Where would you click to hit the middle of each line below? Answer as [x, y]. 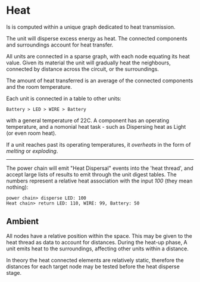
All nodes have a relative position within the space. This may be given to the [99, 235]
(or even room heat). [31, 133]
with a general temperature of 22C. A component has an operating [88, 120]
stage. [14, 272]
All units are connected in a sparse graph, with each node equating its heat [98, 56]
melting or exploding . [32, 151]
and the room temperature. [39, 86]
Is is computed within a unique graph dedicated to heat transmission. [91, 27]
